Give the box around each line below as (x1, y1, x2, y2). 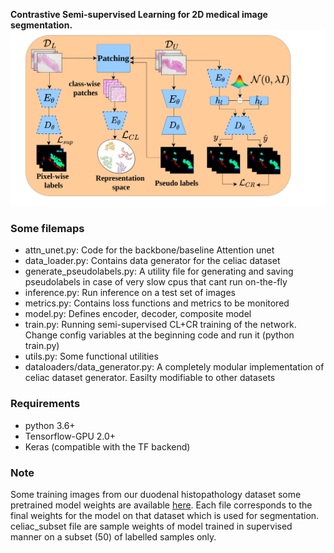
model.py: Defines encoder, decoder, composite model (24, 308, 252, 320)
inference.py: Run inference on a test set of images (24, 287, 237, 299)
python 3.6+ (24, 419, 76, 431)
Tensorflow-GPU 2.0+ (24, 430, 117, 442)
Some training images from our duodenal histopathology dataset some (10, 488, 302, 500)
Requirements (10, 397, 81, 411)
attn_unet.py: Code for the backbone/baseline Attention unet (24, 244, 275, 256)
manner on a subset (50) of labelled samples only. (10, 530, 217, 543)
